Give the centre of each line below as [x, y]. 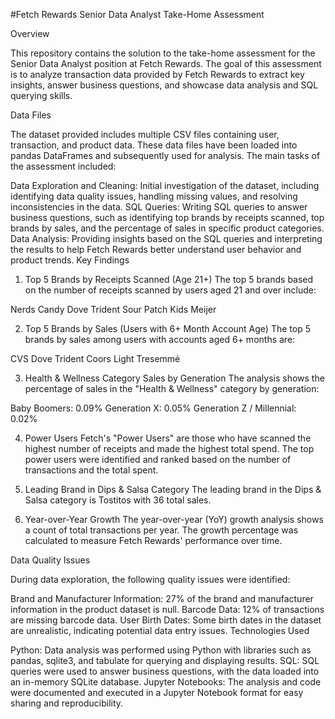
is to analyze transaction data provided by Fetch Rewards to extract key [157, 74]
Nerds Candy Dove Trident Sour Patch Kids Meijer [113, 309]
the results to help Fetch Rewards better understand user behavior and [156, 249]
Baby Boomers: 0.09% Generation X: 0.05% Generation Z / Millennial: [153, 408]
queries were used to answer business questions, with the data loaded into [165, 671]
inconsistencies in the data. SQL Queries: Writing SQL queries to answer [159, 207]
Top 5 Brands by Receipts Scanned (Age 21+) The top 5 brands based [169, 279]
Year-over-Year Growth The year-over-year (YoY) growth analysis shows [174, 519]
